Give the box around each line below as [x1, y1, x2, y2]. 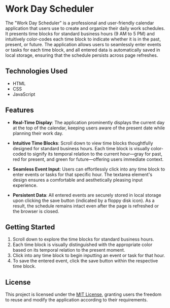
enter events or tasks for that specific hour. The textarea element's [12, 171, 153, 178]
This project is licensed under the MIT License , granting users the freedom [5, 291, 162, 297]
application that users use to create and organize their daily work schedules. [5, 25, 165, 31]
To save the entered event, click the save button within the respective [12, 258, 158, 264]
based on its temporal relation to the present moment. [12, 247, 125, 253]
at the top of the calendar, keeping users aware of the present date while [12, 125, 165, 131]
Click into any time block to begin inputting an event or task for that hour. [12, 252, 165, 259]
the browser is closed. [12, 208, 59, 214]
